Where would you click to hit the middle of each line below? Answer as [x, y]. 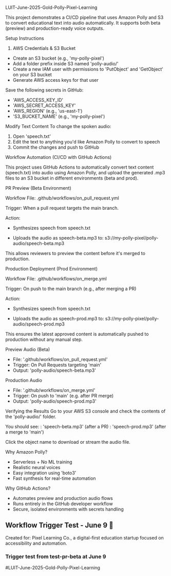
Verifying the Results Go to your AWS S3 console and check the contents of [85, 411]
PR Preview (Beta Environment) [39, 188]
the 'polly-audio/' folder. [31, 417]
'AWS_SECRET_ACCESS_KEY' [44, 105]
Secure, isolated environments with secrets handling [68, 509]
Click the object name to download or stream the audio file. [68, 442]
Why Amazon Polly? [26, 452]
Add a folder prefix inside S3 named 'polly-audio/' [66, 64]
